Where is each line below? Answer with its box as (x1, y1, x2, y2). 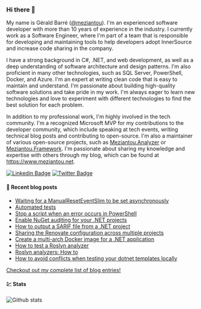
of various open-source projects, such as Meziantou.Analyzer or (6, 139, 167, 146)
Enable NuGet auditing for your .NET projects (14, 216, 128, 223)
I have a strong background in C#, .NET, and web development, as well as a (6, 57, 194, 64)
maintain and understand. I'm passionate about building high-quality (6, 82, 176, 89)
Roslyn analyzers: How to (14, 248, 78, 255)
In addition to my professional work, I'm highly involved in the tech (6, 113, 170, 120)
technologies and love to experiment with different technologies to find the (6, 95, 191, 102)
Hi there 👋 (6, 5, 36, 14)
